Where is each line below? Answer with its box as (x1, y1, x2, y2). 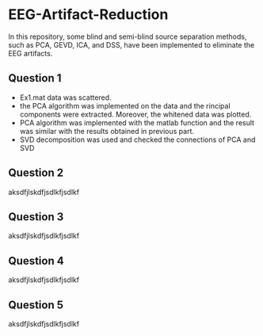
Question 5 (8, 298, 64, 311)
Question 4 (8, 254, 65, 267)
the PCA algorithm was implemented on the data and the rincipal (19, 101, 231, 110)
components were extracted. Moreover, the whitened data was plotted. (19, 109, 252, 119)
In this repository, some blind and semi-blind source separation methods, (8, 32, 247, 41)
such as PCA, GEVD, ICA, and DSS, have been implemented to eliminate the (8, 40, 255, 49)
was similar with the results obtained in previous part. (19, 126, 195, 136)
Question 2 (8, 166, 64, 180)
